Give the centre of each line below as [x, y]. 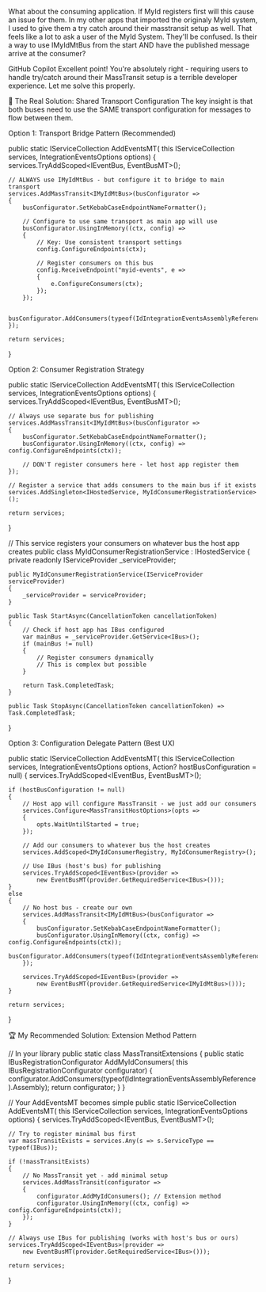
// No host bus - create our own [78, 908]
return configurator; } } [88, 1087]
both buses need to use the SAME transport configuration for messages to [130, 109]
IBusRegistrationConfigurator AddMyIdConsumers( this [98, 1062]
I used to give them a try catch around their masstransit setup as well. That [130, 28]
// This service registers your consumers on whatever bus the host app [124, 543]
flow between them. [41, 118]
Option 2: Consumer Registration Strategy [76, 369]
